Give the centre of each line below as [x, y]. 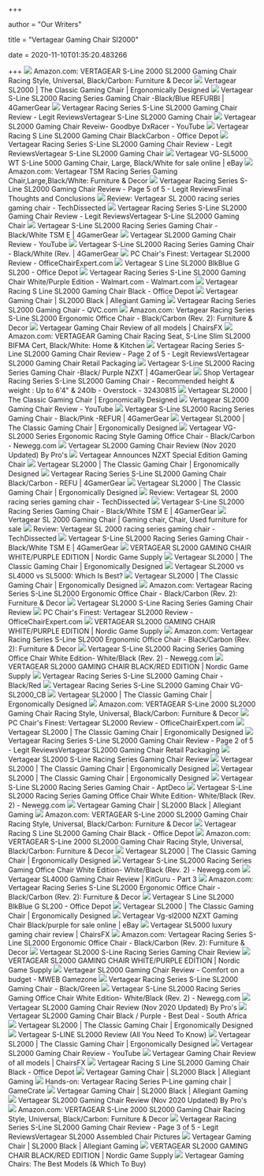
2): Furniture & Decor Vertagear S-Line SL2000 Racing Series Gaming [126, 649]
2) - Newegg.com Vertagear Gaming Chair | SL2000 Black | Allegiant [125, 805]
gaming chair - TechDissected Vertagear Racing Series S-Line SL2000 [128, 208]
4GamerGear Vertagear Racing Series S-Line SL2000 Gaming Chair [123, 108]
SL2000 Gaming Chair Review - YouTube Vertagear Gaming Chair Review [132, 1053]
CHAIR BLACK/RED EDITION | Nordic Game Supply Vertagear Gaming [126, 1155]
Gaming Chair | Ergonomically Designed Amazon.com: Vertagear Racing [130, 585]
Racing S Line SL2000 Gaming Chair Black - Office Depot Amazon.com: [129, 833]
